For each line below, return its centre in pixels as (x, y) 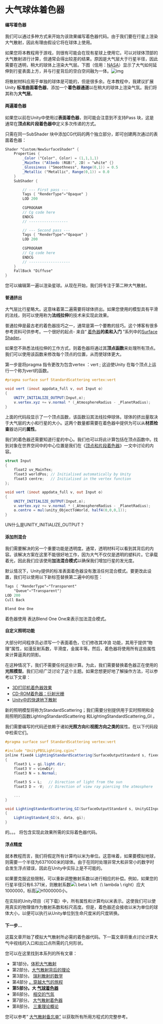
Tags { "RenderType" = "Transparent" (41, 587)
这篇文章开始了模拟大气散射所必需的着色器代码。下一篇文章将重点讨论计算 (79, 937)
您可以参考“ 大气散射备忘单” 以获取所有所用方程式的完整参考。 (68, 1017)
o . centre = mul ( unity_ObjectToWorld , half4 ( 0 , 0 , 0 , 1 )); (70, 510)
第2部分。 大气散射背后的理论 (41, 970)
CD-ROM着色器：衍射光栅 (38, 693)
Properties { (27, 154)
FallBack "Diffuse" (33, 271)
